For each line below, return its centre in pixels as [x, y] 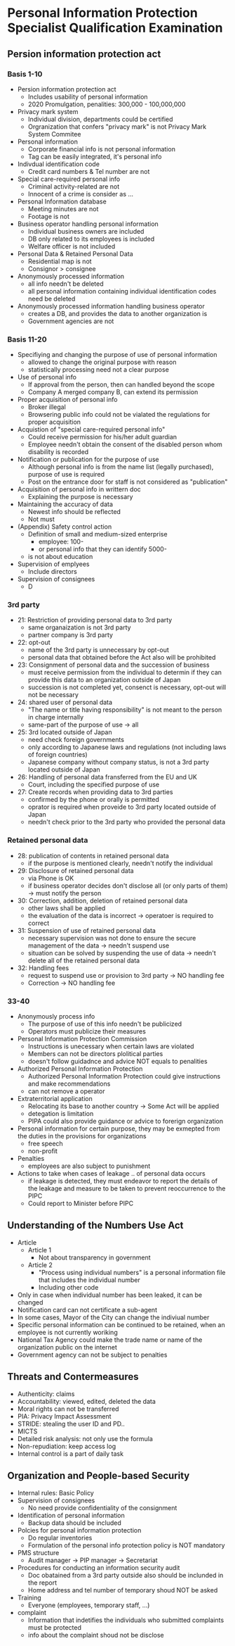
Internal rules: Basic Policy [56, 1493]
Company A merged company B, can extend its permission [113, 392]
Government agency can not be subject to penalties [92, 1355]
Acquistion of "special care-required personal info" [91, 429]
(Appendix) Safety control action [65, 527]
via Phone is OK [51, 878]
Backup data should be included [74, 1523]
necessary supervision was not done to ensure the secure [112, 938]
